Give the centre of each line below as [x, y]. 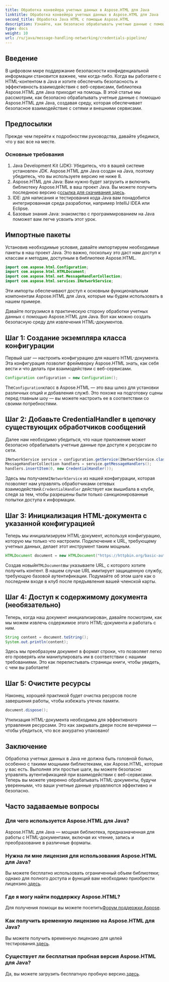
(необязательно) [33, 605]
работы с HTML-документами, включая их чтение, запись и [70, 837]
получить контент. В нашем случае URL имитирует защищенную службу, [84, 570]
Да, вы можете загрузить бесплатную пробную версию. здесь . [73, 973]
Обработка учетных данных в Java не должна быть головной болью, [79, 758]
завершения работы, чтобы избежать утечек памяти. [62, 701]
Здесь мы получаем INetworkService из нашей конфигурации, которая [80, 478]
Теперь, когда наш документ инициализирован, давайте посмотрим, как [84, 617]
